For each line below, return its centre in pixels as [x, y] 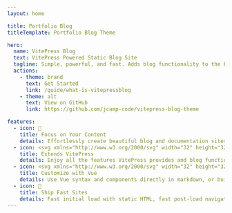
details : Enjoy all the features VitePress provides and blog [111, 160]
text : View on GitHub [57, 103]
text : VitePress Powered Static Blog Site [75, 58]
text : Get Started [52, 84]
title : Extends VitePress [57, 154]
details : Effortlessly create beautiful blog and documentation [114, 141]
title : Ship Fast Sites [54, 192]
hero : [15, 45]
